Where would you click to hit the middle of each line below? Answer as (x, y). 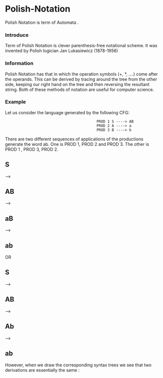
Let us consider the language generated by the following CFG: (67, 112)
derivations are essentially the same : (42, 370)
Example (16, 102)
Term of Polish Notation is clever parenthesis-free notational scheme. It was (81, 46)
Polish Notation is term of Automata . (42, 22)
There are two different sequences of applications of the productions (74, 139)
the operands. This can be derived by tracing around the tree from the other (81, 79)
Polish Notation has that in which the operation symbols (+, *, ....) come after (81, 74)
